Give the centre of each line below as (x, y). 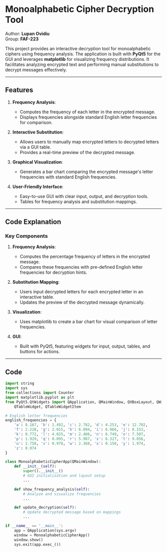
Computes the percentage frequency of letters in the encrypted (85, 257)
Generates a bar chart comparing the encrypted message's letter (86, 172)
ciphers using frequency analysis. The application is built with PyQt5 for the (83, 54)
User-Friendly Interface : (38, 186)
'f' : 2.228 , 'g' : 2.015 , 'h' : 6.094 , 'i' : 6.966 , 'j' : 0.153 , (80, 430)
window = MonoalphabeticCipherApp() (52, 535)
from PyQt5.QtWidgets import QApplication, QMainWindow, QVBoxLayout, (80, 402)
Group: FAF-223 (22, 39)
